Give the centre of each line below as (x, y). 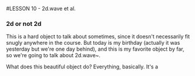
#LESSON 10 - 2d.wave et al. (41, 9)
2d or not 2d (24, 24)
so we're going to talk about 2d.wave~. (53, 55)
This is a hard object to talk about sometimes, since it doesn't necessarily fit (98, 37)
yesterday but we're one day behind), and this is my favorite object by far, (95, 49)
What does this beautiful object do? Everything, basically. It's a (82, 67)
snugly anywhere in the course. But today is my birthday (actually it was (93, 43)
